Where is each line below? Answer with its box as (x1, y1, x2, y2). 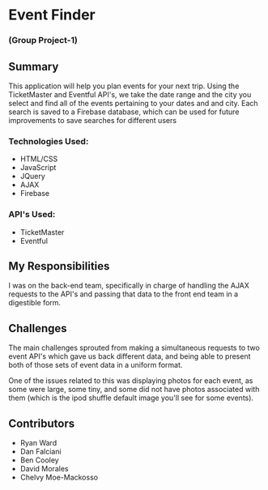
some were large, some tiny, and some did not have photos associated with (8, 385, 260, 394)
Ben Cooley (19, 455, 59, 465)
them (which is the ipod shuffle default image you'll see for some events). (8, 393, 253, 403)
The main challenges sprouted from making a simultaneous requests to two (8, 343, 261, 353)
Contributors (8, 416, 75, 430)
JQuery (19, 172, 46, 181)
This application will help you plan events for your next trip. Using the (8, 81, 240, 91)
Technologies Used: (8, 135, 89, 147)
